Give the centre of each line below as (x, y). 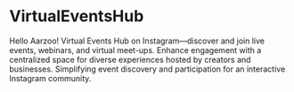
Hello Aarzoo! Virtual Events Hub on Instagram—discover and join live (137, 41)
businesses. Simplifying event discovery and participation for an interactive (147, 69)
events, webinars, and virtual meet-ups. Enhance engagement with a (135, 50)
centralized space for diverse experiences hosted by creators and (130, 59)
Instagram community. (50, 78)
